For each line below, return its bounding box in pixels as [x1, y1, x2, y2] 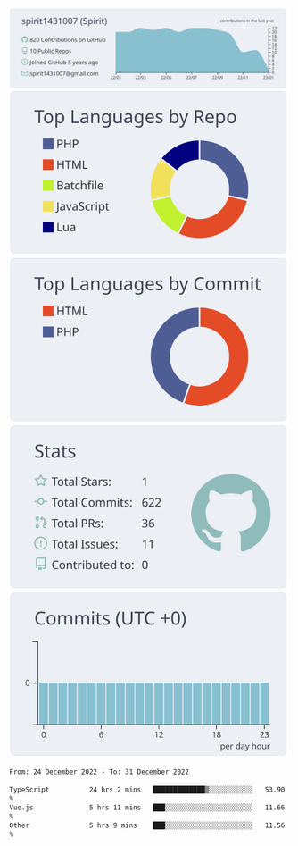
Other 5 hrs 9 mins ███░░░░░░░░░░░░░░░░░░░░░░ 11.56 [9, 821, 286, 830]
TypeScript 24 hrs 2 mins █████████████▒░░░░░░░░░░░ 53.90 [9, 785, 286, 794]
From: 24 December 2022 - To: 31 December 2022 [9, 767, 190, 776]
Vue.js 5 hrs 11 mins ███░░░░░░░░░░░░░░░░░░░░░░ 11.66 [9, 803, 286, 812]
